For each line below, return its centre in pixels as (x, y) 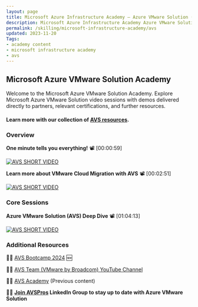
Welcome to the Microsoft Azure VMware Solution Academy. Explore (90, 94)
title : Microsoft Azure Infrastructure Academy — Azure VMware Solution (97, 17)
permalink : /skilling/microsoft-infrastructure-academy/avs (82, 28)
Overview (20, 135)
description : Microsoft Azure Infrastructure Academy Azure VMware (91, 22)
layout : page (22, 12)
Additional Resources (37, 244)
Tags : (13, 39)
